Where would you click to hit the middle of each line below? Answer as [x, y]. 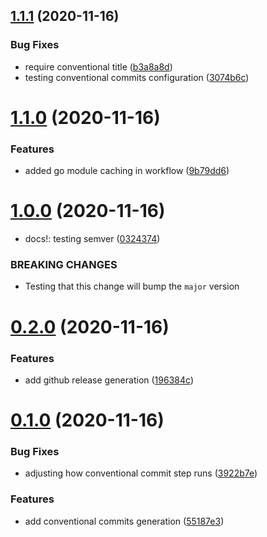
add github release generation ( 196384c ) [109, 380]
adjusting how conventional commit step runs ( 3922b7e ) [141, 473]
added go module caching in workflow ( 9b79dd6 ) [127, 171]
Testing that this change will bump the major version [132, 286]
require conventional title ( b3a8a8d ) [98, 66]
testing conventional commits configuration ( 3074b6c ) [137, 77]
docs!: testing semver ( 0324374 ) [92, 239]
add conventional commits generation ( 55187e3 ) [124, 521]
